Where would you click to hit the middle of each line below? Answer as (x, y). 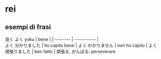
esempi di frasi (28, 27)
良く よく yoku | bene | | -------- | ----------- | (52, 39)
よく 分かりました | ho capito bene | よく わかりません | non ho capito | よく (81, 45)
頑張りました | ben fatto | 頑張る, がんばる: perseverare (60, 51)
